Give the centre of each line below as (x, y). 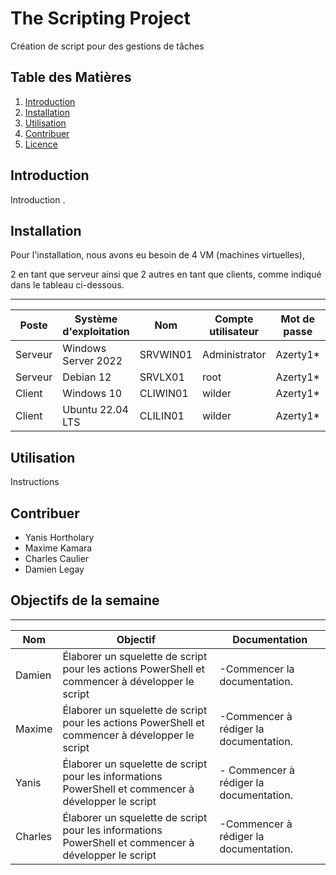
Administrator (234, 355)
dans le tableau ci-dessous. (67, 285)
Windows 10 (92, 394)
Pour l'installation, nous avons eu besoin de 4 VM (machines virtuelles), (157, 255)
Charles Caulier (57, 558)
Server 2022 (92, 361)
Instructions (35, 482)
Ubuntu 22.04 (95, 410)
